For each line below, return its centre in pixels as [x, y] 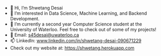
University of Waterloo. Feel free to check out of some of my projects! [83, 30]
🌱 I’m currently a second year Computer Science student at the [76, 24]
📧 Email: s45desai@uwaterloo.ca [44, 35]
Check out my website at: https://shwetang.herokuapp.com [72, 48]
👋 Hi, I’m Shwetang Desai [36, 8]
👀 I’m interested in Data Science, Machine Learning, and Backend [78, 13]
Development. [25, 19]
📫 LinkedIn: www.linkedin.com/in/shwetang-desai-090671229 [76, 40]
